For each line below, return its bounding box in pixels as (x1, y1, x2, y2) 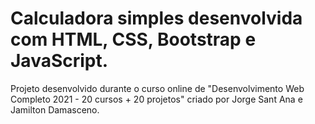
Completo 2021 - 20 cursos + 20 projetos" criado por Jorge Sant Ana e (10, 93, 303, 105)
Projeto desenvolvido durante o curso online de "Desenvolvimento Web (10, 82, 305, 94)
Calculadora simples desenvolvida (10, 7, 303, 30)
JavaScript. (10, 50, 109, 72)
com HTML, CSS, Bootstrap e (10, 28, 257, 51)
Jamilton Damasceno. (10, 103, 100, 116)
